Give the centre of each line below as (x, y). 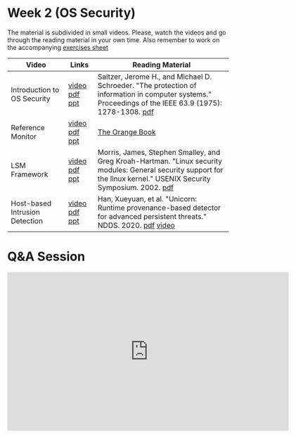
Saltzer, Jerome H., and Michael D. (155, 77)
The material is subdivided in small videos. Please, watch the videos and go (117, 32)
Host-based (31, 203)
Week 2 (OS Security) (71, 13)
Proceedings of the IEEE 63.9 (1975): (160, 103)
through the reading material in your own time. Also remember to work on (114, 39)
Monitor (24, 137)
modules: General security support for (160, 170)
